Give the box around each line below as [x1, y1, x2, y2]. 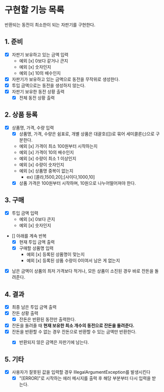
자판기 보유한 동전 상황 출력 [11, 88, 65, 94]
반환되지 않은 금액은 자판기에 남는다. [19, 339, 89, 345]
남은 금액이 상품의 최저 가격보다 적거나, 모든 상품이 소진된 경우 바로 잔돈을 [11, 268, 154, 274]
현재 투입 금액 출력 [19, 239, 55, 245]
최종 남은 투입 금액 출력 [11, 304, 57, 310]
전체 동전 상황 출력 [19, 95, 55, 101]
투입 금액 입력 [11, 210, 38, 216]
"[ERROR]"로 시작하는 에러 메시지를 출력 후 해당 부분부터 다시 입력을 [19, 375, 151, 381]
